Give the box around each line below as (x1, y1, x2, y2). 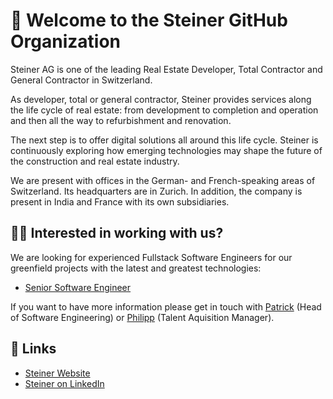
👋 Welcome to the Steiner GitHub (10, 9, 288, 32)
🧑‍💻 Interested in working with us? (10, 225, 224, 242)
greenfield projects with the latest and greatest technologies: (10, 262, 262, 274)
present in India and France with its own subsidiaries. (10, 195, 230, 208)
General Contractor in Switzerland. (10, 74, 153, 86)
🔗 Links (10, 340, 57, 358)
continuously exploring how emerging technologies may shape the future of (10, 144, 323, 156)
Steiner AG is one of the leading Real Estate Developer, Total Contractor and (10, 63, 323, 75)
